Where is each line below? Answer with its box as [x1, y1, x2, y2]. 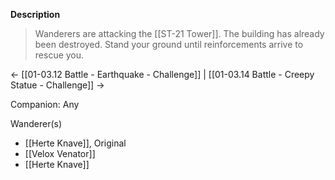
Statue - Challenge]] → [10, 79, 105, 91]
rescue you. [34, 49, 85, 61]
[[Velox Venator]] [24, 148, 96, 159]
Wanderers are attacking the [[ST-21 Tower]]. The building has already [34, 28, 325, 39]
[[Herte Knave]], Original [24, 137, 127, 149]
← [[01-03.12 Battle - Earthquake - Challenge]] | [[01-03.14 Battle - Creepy [10, 69, 315, 80]
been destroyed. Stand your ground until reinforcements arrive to [34, 39, 304, 50]
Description [10, 9, 61, 20]
